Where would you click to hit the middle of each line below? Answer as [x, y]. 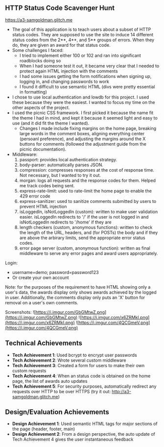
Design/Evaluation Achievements [57, 412]
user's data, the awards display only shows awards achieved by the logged [81, 292]
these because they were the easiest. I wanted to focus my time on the [83, 102]
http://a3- [121, 391]
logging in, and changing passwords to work [64, 81]
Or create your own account [41, 277]
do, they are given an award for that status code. [61, 45]
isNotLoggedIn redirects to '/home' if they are [65, 222]
